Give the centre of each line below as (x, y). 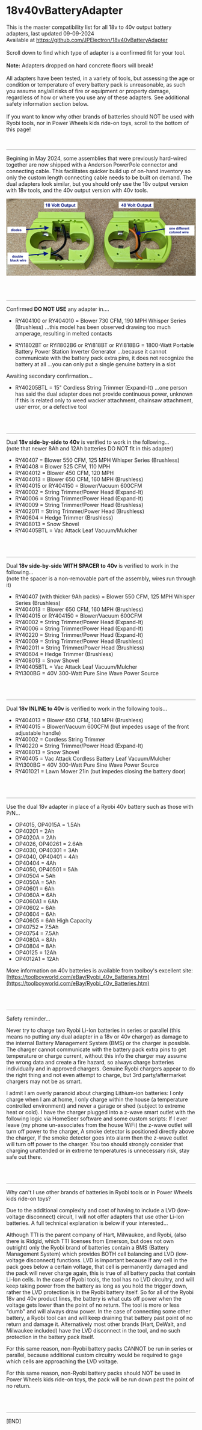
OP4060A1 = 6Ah (36, 901)
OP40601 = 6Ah (35, 889)
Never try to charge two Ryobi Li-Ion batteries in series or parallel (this (93, 1030)
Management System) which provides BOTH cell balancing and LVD (90, 1254)
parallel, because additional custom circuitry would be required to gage (94, 1355)
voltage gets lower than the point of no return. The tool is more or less (93, 1305)
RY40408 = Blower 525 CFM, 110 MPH (63, 467)
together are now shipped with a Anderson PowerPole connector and (92, 164)
